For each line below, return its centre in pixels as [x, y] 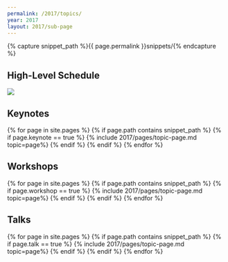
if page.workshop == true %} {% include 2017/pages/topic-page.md [105, 191]
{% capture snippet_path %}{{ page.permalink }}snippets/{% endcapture [112, 46]
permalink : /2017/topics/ [44, 14]
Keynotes [28, 113]
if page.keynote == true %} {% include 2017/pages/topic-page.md [102, 137]
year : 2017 [23, 20]
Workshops [33, 167]
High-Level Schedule [54, 75]
